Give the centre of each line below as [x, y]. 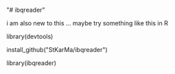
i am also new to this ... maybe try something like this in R [87, 23]
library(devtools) [30, 36]
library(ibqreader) [31, 63]
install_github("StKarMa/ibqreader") [57, 50]
